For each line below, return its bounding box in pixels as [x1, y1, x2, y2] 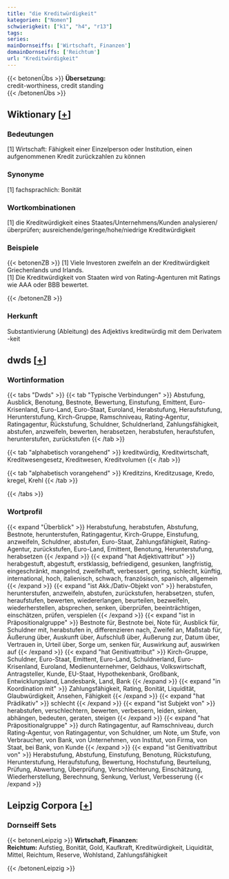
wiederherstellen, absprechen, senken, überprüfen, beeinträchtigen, [7, 603, 201, 612]
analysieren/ [182, 218, 218, 227]
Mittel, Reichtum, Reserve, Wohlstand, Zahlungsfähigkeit [7, 851, 168, 859]
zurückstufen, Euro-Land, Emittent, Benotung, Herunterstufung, [32, 545, 214, 553]
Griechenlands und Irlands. [7, 266, 84, 274]
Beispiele [7, 243, 39, 252]
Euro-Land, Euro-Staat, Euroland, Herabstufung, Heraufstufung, [41, 406, 223, 414]
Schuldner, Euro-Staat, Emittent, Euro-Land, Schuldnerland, [7, 654, 177, 663]
